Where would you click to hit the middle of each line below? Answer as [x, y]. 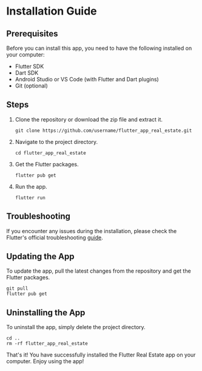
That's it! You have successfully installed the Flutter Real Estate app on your [101, 355]
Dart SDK [27, 73]
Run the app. [31, 186]
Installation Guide [52, 11]
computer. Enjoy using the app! [45, 361]
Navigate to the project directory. [56, 141]
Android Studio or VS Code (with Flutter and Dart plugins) [87, 79]
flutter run [30, 198]
